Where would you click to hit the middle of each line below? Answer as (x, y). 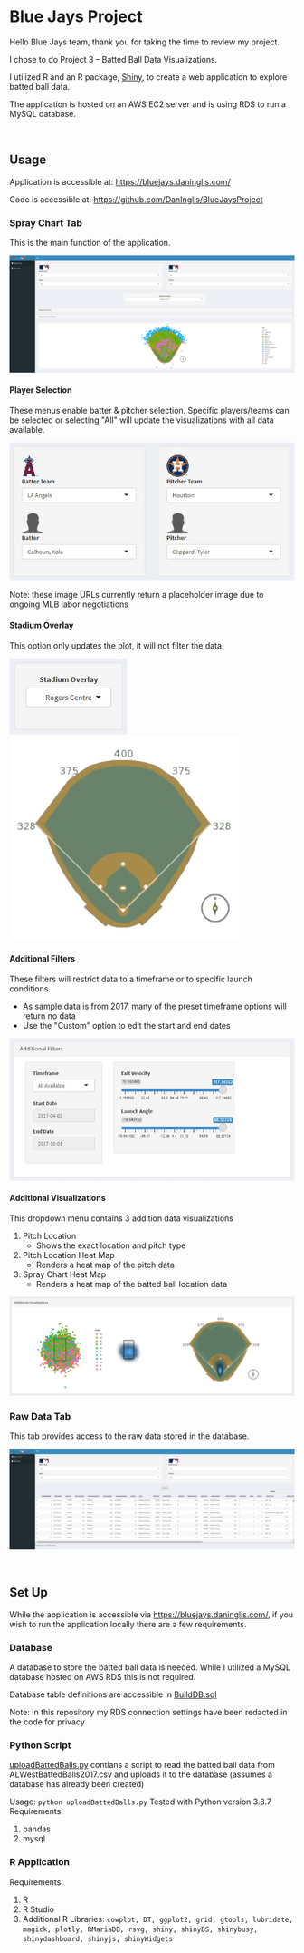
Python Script (40, 1745)
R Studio (38, 1909)
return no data (49, 1016)
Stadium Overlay (42, 625)
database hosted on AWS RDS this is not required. (103, 1677)
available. (27, 429)
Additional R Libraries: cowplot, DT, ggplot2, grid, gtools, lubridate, (158, 1919)
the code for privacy (47, 1722)
